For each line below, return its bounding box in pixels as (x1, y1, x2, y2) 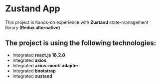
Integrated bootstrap (12, 68, 56, 74)
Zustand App (5, 3, 61, 14)
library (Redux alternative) (5, 24, 61, 30)
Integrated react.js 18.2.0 (12, 52, 66, 58)
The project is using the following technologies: (5, 39, 157, 47)
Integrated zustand (12, 73, 52, 79)
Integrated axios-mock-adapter (12, 62, 79, 68)
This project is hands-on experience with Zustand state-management (5, 19, 149, 25)
